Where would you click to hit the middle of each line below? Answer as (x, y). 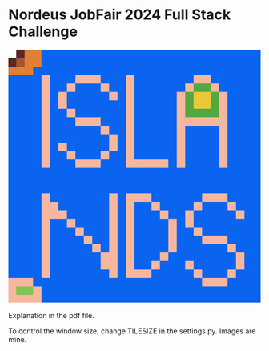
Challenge (43, 32)
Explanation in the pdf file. (51, 316)
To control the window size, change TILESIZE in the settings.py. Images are (132, 331)
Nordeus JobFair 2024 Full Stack (120, 15)
